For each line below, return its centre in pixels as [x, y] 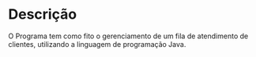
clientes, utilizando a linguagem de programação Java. [97, 44]
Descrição [43, 14]
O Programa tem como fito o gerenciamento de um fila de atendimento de [128, 36]
